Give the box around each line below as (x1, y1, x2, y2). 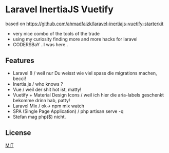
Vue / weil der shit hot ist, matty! (12, 86, 82, 92)
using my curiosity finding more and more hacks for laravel (12, 36, 138, 42)
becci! (12, 75, 26, 82)
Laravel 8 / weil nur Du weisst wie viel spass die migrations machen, (12, 70, 158, 76)
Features (5, 56, 34, 65)
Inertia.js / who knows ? (12, 81, 63, 87)
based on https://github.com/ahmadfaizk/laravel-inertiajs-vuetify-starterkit (5, 21, 164, 27)
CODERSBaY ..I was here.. (12, 41, 68, 47)
